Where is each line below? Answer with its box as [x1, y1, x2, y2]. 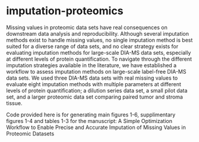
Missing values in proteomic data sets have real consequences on [6, 24, 168, 31]
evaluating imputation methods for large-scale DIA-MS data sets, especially [6, 49, 191, 56]
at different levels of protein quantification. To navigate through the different [6, 55, 192, 62]
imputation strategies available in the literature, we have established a [6, 61, 177, 69]
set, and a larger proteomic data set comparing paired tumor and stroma [6, 93, 183, 100]
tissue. [6, 99, 23, 106]
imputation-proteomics [6, 4, 124, 18]
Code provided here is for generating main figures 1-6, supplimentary [6, 111, 176, 118]
